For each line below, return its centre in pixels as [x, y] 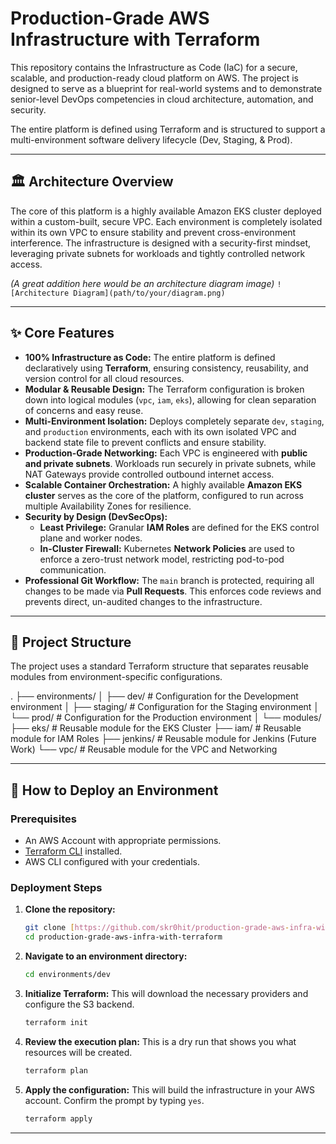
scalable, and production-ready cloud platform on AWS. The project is [154, 78]
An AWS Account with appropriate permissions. [123, 841]
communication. [73, 569]
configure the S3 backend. [79, 1004]
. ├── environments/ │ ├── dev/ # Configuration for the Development [154, 696]
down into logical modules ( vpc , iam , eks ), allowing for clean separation [170, 399]
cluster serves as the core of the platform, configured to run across [164, 495]
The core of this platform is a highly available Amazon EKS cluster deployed [166, 211]
